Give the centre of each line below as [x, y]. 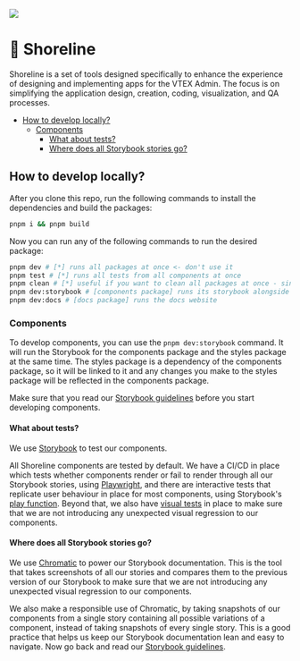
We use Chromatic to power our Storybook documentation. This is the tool [146, 563]
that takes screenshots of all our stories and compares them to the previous [149, 572]
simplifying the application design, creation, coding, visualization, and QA [144, 93]
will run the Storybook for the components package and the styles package [148, 352]
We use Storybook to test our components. [88, 448]
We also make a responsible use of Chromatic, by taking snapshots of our [145, 608]
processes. [30, 102]
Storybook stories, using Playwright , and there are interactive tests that [140, 484]
